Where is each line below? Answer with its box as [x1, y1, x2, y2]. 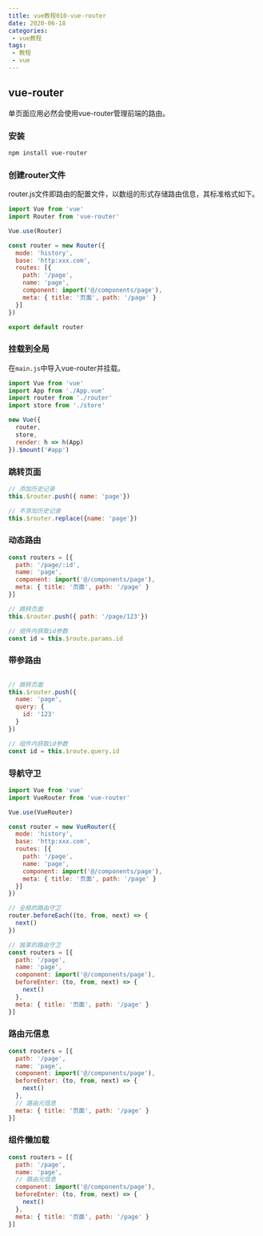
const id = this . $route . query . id [8, 747, 120, 755]
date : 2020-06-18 [8, 19, 66, 27]
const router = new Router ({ [8, 241, 106, 249]
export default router [8, 323, 84, 331]
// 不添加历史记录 [8, 506, 62, 515]
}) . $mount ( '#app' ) [8, 445, 70, 453]
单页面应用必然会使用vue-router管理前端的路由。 [8, 108, 170, 118]
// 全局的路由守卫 [8, 904, 62, 912]
